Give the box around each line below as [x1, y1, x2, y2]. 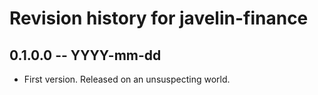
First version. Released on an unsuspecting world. [23, 73, 231, 85]
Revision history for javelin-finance [9, 7, 309, 30]
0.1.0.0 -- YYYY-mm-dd [9, 47, 162, 64]
